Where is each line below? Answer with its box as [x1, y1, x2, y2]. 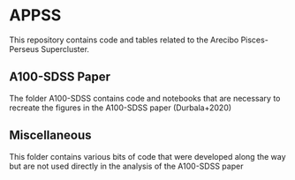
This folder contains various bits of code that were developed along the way [9, 151, 286, 161]
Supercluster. [41, 43, 90, 54]
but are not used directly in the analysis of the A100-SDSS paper [9, 161, 244, 171]
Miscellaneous [9, 128, 92, 143]
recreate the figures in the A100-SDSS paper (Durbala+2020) [9, 102, 232, 113]
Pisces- [240, 34, 269, 45]
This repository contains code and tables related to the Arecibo [9, 34, 239, 45]
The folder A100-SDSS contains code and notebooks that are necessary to [9, 93, 281, 103]
